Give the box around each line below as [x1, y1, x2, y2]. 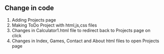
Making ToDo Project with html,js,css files [11, 22, 97, 28]
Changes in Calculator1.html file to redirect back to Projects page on [11, 27, 151, 33]
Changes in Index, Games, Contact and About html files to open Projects [11, 38, 160, 44]
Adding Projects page [11, 17, 56, 23]
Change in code [4, 4, 54, 12]
